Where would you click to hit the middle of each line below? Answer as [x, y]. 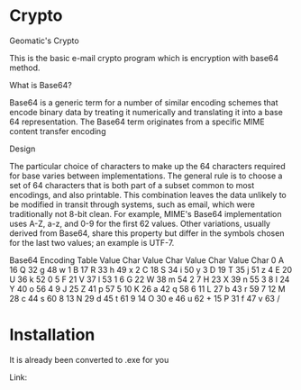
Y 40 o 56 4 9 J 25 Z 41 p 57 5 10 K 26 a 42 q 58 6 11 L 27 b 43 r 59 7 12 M [147, 288]
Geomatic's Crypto [44, 41]
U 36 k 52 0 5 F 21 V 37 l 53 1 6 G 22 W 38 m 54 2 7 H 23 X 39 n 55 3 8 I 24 [150, 279]
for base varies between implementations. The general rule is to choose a [146, 176]
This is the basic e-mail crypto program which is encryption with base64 [144, 58]
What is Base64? [41, 85]
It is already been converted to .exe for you [89, 359]
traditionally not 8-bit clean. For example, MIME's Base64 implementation [146, 213]
